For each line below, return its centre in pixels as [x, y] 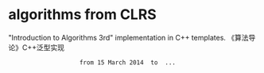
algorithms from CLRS [82, 15]
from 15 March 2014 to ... [128, 62]
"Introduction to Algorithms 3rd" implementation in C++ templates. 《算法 [128, 37]
